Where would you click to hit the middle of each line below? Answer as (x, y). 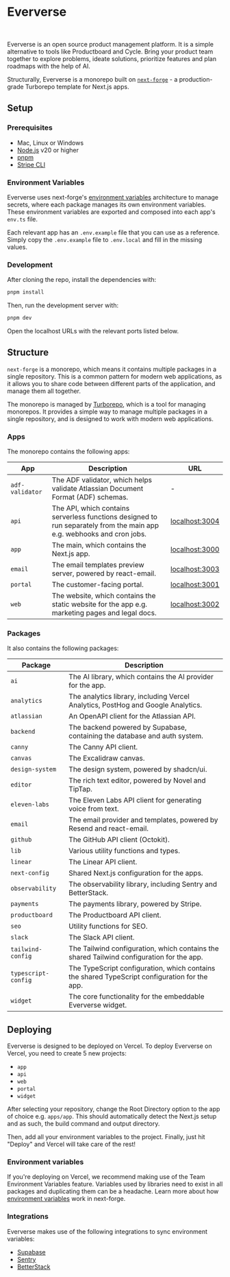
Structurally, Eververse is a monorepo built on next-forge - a (92, 79)
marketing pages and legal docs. (104, 613)
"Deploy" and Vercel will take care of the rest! (71, 1144)
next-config (30, 873)
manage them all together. (44, 391)
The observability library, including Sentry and (143, 884)
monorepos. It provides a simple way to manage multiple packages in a (107, 411)
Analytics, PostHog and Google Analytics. (135, 705)
